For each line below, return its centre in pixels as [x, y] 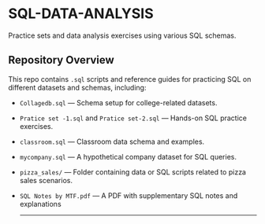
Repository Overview [61, 60]
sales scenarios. [46, 180]
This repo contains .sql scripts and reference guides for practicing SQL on [130, 79]
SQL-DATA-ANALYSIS [81, 14]
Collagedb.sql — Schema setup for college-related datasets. [118, 102]
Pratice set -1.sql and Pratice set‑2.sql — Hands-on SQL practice [133, 118]
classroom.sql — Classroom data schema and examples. [112, 141]
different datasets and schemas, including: [77, 87]
